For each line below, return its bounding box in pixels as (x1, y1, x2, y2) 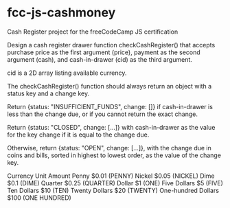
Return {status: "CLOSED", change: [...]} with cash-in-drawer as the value (7, 123, 216, 131)
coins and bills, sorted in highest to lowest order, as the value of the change (7, 151, 222, 159)
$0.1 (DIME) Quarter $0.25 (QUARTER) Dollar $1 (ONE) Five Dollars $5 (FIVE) (7, 178, 223, 187)
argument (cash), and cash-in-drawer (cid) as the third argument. (7, 55, 192, 63)
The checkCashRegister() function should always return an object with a (7, 82, 212, 90)
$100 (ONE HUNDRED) (7, 194, 72, 202)
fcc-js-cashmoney (7, 5, 116, 21)
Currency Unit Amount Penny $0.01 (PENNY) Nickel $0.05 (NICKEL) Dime (7, 172, 215, 180)
